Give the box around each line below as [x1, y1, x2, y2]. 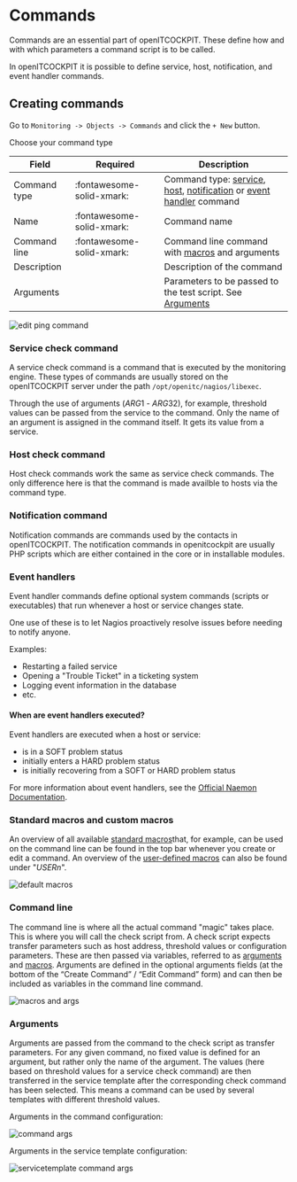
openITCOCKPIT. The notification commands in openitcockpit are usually [9, 539, 276, 549]
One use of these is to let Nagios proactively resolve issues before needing [9, 617, 283, 627]
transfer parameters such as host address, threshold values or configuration [9, 940, 287, 951]
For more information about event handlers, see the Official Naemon [9, 782, 257, 793]
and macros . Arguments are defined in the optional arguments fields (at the [9, 959, 283, 970]
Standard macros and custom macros [9, 814, 174, 827]
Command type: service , [164, 173, 267, 185]
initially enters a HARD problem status [21, 756, 161, 766]
